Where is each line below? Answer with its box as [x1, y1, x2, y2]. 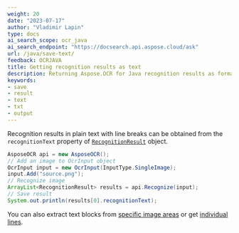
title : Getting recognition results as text [7, 63, 142, 71]
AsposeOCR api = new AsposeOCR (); [7, 150, 110, 157]
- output [7, 110, 33, 117]
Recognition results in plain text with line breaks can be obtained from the [7, 129, 223, 138]
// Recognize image [7, 177, 65, 185]
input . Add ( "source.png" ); [7, 170, 84, 178]
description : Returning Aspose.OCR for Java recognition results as [7, 70, 215, 77]
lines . [7, 217, 23, 226]
